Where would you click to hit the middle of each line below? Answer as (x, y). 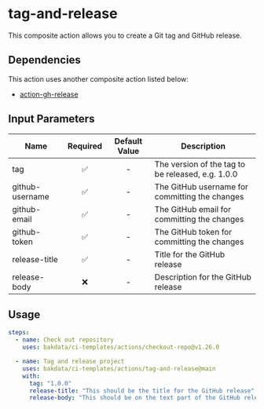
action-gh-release (49, 94)
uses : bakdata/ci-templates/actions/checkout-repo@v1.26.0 (121, 347)
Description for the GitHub (203, 277)
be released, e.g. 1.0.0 (196, 173)
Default (128, 141)
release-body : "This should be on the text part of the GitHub (135, 398)
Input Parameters (51, 119)
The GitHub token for (193, 232)
